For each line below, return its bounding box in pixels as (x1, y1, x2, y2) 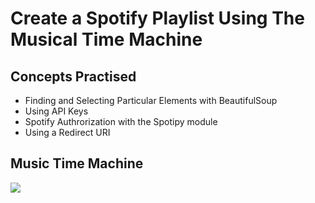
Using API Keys (24, 105, 89, 117)
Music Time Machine (10, 155, 144, 172)
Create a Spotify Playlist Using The (10, 7, 305, 30)
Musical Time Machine (10, 28, 203, 51)
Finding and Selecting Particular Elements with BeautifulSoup (24, 95, 278, 106)
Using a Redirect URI (24, 127, 111, 138)
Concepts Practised (10, 68, 137, 85)
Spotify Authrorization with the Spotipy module (24, 116, 218, 127)
